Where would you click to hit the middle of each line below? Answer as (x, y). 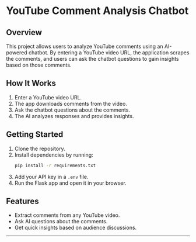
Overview (24, 32)
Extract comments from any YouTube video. (67, 215)
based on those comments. (39, 65)
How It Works (31, 83)
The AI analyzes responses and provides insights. (74, 116)
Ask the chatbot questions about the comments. (72, 110)
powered (17, 53)
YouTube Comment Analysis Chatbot (97, 11)
